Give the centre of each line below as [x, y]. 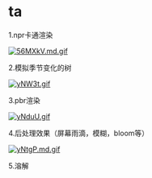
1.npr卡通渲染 [31, 35]
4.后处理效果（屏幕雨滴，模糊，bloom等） [79, 133]
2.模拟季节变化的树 [40, 68]
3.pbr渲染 [24, 100]
